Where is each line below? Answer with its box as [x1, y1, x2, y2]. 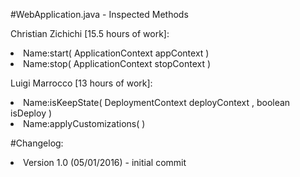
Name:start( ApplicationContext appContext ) [23, 47, 210, 59]
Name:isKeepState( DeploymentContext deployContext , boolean [23, 97, 291, 108]
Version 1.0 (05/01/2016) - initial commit [23, 157, 187, 168]
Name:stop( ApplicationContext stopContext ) [23, 58, 212, 69]
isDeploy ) [10, 107, 53, 119]
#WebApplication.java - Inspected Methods [10, 9, 189, 20]
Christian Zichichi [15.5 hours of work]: [10, 28, 170, 39]
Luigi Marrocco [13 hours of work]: [10, 77, 153, 89]
